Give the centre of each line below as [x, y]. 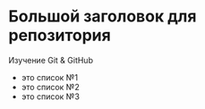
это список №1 [49, 77]
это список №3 [50, 96]
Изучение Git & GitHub [51, 60]
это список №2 [50, 87]
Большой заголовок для [102, 17]
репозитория [60, 35]
